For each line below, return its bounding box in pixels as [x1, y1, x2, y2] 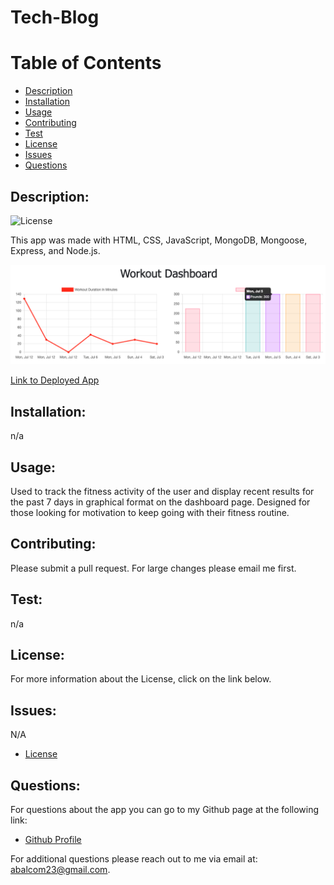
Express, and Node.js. [10, 244, 101, 256]
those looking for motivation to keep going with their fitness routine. [10, 507, 290, 519]
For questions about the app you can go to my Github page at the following [10, 804, 320, 816]
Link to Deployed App [10, 374, 100, 386]
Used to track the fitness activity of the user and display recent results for [10, 486, 315, 498]
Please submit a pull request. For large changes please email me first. [10, 562, 297, 574]
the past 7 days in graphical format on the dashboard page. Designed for [10, 496, 311, 508]
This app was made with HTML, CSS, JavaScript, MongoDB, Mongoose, [10, 234, 308, 246]
